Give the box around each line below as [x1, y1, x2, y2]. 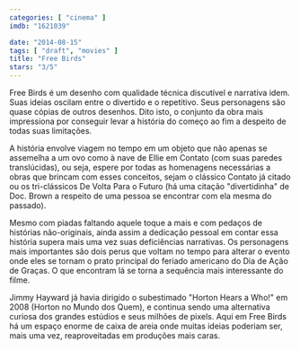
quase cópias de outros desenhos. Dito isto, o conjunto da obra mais [9, 107, 263, 117]
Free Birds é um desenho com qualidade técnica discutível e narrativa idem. [9, 87, 290, 98]
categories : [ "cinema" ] [9, 13, 106, 22]
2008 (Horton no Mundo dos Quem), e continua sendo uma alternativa [9, 302, 271, 312]
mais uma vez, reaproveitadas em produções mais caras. [9, 330, 221, 341]
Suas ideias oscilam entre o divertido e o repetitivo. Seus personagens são [9, 97, 286, 108]
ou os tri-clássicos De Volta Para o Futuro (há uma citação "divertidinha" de [9, 181, 290, 191]
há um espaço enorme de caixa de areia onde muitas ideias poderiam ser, [9, 320, 283, 331]
